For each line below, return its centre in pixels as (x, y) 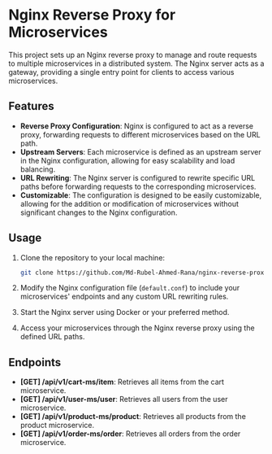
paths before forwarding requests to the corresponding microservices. (138, 186)
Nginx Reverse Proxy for (92, 15)
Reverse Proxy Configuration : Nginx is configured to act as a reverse (137, 126)
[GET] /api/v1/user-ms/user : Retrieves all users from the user (124, 399)
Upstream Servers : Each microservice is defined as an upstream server (140, 151)
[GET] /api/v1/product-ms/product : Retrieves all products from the (133, 417)
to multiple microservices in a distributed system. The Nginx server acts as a (136, 63)
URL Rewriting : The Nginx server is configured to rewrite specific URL (138, 177)
